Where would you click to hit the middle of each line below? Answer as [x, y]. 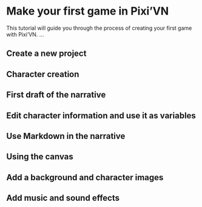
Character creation [43, 74]
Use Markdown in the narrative [66, 136]
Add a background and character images [85, 177]
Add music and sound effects [63, 198]
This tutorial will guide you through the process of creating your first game [99, 28]
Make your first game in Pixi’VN [88, 11]
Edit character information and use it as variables [101, 116]
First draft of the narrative [56, 95]
